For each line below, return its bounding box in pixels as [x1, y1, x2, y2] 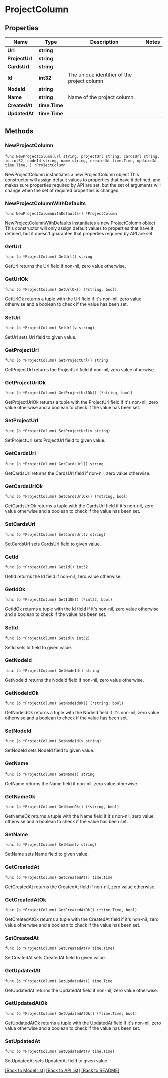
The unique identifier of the [68, 71, 132, 78]
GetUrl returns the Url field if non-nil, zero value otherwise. [5, 263, 126, 269]
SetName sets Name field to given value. [5, 851, 89, 857]
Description [90, 39, 119, 45]
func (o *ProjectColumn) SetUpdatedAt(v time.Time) [5, 1049, 115, 1054]
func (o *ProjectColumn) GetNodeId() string [5, 668, 99, 673]
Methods [5, 127, 34, 136]
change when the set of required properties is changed [5, 187, 119, 193]
